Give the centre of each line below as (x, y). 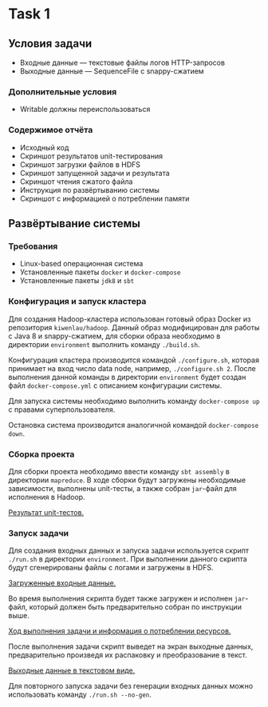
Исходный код (44, 147)
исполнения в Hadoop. (47, 497)
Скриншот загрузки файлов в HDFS (80, 164)
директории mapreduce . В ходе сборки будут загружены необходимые (127, 480)
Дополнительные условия (63, 91)
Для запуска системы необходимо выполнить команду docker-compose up (134, 401)
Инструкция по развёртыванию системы (89, 190)
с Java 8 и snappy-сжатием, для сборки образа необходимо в (114, 336)
